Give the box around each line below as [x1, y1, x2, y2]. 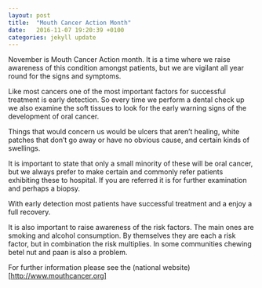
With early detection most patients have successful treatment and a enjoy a [8, 199, 253, 209]
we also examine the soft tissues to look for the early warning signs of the [8, 104, 247, 113]
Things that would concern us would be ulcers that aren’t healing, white [8, 127, 240, 137]
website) [162, 263, 191, 272]
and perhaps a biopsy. [8, 184, 81, 193]
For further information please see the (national [8, 263, 161, 272]
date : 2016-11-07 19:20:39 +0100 [8, 26, 125, 34]
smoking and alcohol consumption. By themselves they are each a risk [8, 231, 236, 240]
